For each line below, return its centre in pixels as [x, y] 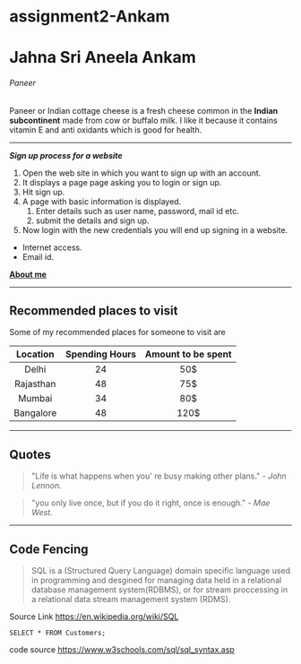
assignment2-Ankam [90, 17]
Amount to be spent [188, 354]
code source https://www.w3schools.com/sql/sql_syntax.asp [122, 650]
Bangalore [35, 413]
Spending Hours [101, 354]
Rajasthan [35, 384]
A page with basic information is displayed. [102, 201]
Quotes [30, 454]
